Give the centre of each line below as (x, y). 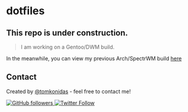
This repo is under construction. (67, 33)
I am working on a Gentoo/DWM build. (68, 47)
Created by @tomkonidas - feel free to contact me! (68, 91)
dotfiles (26, 11)
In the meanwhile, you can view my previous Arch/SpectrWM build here (94, 58)
